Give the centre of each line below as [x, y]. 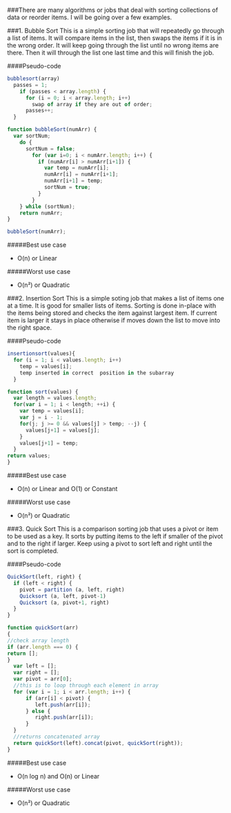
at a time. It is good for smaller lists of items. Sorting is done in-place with [112, 305]
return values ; [29, 456]
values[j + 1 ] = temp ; [49, 443]
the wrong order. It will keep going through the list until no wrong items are [113, 45]
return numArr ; [41, 213]
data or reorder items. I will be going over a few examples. [90, 17]
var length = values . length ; [55, 398]
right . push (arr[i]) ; [64, 717]
